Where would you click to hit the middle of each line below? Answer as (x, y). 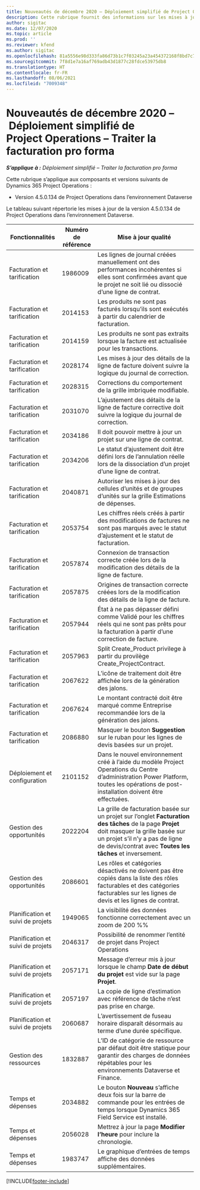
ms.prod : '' (21, 39)
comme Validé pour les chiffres (141, 616)
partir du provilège (123, 656)
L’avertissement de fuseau (134, 1015)
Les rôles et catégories (129, 863)
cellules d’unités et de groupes (140, 488)
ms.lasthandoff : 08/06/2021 (41, 78)
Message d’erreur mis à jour (137, 959)
